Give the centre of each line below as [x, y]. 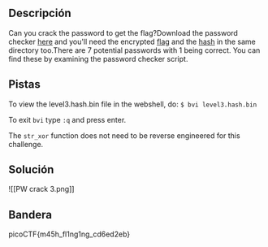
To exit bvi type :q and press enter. [67, 119]
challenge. [26, 144]
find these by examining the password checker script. [98, 58]
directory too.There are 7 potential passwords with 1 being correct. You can [134, 50]
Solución [31, 170]
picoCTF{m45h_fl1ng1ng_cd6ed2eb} [69, 234]
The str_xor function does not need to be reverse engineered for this [125, 135]
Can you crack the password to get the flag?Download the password [123, 32]
